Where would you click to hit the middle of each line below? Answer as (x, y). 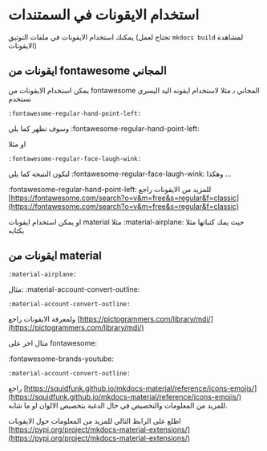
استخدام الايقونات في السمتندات (104, 15)
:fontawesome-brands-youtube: (61, 359)
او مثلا (17, 144)
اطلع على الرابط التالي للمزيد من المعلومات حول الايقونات (95, 420)
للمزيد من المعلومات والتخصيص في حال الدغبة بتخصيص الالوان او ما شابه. (118, 405)
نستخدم (20, 99)
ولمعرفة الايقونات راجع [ (44, 318)
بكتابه (16, 230)
